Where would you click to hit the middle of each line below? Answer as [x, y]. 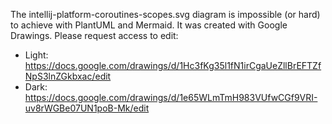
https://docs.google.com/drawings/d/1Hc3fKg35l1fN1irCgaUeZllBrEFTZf [173, 65]
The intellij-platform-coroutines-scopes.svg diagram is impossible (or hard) [165, 14]
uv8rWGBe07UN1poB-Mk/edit [87, 108]
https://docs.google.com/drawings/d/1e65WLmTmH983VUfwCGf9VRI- [171, 97]
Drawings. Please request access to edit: [94, 35]
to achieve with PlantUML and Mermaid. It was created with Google [149, 25]
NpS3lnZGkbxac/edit [68, 76]
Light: [36, 55]
